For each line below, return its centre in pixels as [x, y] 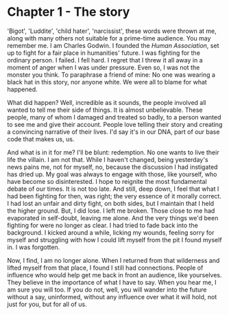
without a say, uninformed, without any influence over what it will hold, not [112, 296]
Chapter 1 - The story [69, 12]
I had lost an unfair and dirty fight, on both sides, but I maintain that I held [111, 203]
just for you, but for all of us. [47, 304]
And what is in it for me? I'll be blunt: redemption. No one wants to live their [113, 152]
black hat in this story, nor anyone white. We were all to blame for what [107, 82]
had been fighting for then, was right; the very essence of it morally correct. [114, 196]
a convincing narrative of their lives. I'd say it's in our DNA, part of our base [113, 132]
